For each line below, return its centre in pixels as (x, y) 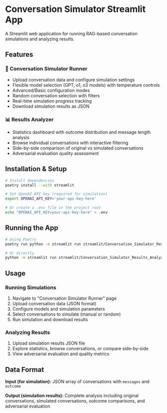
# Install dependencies (30, 181)
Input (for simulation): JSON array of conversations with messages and (77, 382)
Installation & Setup (36, 169)
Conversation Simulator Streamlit (75, 9)
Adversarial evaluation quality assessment (56, 153)
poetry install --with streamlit (40, 185)
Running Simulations (31, 287)
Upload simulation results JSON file (49, 343)
